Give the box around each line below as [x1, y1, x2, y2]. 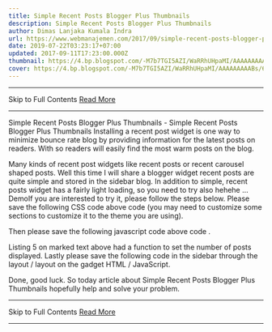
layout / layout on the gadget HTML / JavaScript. [8, 259, 171, 269]
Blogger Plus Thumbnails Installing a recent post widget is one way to [8, 126, 240, 136]
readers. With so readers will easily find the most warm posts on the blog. [8, 143, 255, 153]
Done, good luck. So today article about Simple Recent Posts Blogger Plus [8, 275, 256, 284]
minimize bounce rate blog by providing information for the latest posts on [8, 134, 256, 144]
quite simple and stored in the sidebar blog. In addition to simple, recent [8, 176, 249, 186]
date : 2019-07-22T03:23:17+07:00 [8, 42, 121, 50]
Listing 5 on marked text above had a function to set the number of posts [8, 242, 252, 252]
